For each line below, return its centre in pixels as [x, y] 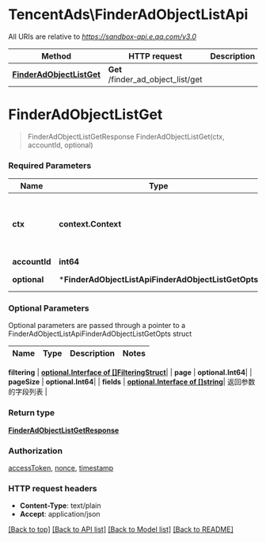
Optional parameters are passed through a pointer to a [97, 326]
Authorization [36, 451]
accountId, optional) [60, 145]
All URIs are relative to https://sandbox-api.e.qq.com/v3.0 [102, 36]
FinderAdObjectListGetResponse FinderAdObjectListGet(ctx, [126, 136]
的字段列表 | [28, 392]
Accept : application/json [60, 514]
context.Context [90, 224]
